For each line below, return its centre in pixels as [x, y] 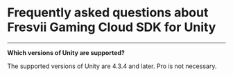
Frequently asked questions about [108, 13]
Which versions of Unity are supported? [66, 52]
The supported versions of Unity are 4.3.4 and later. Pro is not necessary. [112, 66]
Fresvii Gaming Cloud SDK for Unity [112, 27]
